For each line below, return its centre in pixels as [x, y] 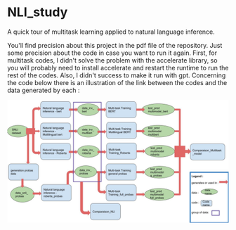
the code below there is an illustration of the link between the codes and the [117, 82]
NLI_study [38, 12]
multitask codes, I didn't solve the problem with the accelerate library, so [112, 60]
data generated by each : [44, 90]
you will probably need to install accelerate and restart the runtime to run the [118, 68]
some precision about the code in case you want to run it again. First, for [112, 53]
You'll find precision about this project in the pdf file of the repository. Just [115, 45]
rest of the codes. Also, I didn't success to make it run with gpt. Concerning [117, 75]
